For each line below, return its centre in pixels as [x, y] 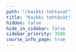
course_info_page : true [36, 39]
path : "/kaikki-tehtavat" [38, 12]
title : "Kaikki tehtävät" [38, 17]
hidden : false [24, 23]
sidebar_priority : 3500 [36, 34]
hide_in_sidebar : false [36, 28]
